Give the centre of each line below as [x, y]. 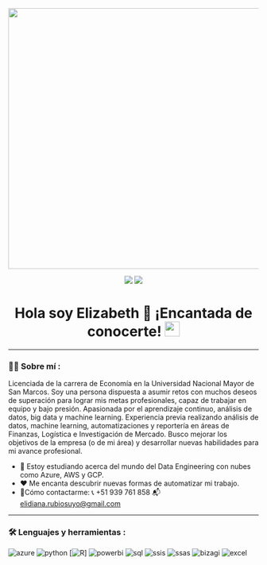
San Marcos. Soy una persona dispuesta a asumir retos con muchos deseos [133, 392]
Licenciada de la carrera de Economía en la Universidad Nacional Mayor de [131, 384]
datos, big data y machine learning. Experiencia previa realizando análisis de [133, 417]
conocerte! [124, 332]
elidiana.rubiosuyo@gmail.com [70, 504]
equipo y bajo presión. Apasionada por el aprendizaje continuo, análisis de [130, 409]
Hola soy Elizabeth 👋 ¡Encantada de [133, 313]
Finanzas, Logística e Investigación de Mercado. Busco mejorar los [118, 434]
